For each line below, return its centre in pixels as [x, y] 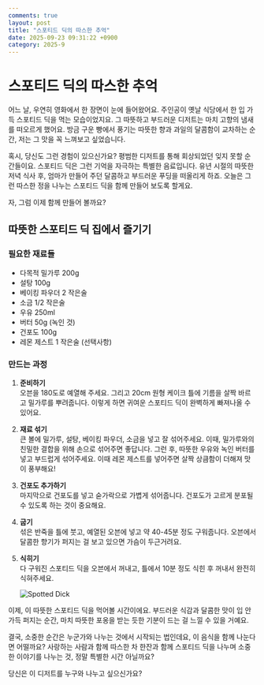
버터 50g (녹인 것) [47, 322]
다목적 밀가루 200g [49, 272]
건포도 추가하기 [43, 485]
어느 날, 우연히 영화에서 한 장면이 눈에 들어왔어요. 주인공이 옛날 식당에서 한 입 [127, 110]
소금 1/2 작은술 [42, 302]
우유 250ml [37, 312]
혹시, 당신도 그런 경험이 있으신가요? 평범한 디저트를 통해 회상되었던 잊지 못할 [125, 156]
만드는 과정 [28, 364]
